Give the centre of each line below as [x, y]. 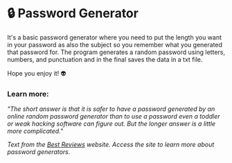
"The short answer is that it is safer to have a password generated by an [111, 109]
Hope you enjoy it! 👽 [37, 73]
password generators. [39, 152]
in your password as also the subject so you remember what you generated [115, 44]
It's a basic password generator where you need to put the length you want [115, 37]
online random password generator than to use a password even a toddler [114, 117]
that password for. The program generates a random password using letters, [116, 52]
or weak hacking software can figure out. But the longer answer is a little [111, 124]
